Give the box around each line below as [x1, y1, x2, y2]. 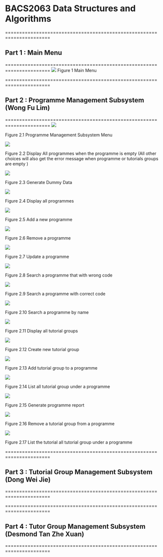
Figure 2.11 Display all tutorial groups [5, 328, 78, 334]
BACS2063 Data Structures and [5, 3, 136, 14]
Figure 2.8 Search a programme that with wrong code [5, 272, 113, 278]
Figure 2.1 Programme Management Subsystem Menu [5, 132, 113, 138]
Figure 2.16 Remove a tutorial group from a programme [5, 421, 115, 427]
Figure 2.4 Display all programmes [5, 198, 74, 204]
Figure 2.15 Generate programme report [5, 402, 85, 408]
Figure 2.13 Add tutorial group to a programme [5, 365, 98, 371]
